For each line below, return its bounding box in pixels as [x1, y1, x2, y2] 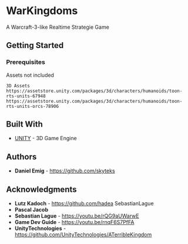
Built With [6, 119, 43, 130]
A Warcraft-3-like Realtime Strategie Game [6, 23, 110, 30]
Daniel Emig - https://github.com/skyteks [14, 167, 116, 174]
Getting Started [6, 40, 64, 50]
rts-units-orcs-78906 [6, 103, 59, 109]
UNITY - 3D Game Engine [14, 135, 78, 142]
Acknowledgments [6, 184, 78, 194]
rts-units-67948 [6, 93, 46, 99]
